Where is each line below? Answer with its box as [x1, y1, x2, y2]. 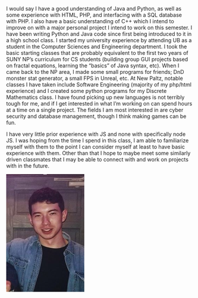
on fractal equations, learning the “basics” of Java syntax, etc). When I [6, 62, 180, 69]
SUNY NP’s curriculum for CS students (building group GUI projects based [6, 56, 188, 63]
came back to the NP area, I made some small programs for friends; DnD [6, 69, 184, 75]
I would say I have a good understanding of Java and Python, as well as [6, 5, 182, 12]
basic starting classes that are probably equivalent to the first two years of [6, 49, 188, 56]
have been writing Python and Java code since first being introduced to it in [6, 30, 192, 38]
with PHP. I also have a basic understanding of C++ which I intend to [6, 18, 174, 24]
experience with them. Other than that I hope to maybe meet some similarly [6, 150, 191, 157]
